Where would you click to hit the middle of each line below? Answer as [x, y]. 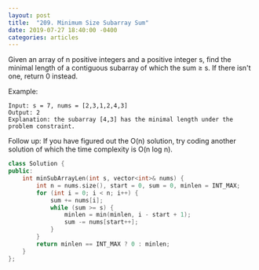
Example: [23, 92]
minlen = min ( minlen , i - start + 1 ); [128, 215]
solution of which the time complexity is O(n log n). [90, 149]
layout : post [29, 15]
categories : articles [44, 37]
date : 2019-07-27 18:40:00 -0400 [63, 30]
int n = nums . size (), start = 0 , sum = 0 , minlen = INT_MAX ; [139, 185]
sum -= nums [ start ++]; [101, 222]
